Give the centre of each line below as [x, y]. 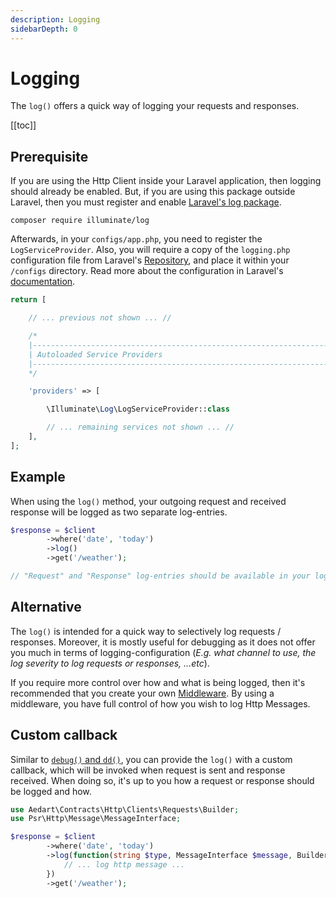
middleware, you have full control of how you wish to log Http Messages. [160, 703]
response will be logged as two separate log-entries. [119, 512]
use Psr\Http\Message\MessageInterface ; [96, 819]
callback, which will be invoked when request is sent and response [148, 770]
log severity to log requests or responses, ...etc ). [110, 663]
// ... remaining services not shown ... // [140, 427]
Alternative [46, 607]
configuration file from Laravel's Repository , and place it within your [150, 260]
